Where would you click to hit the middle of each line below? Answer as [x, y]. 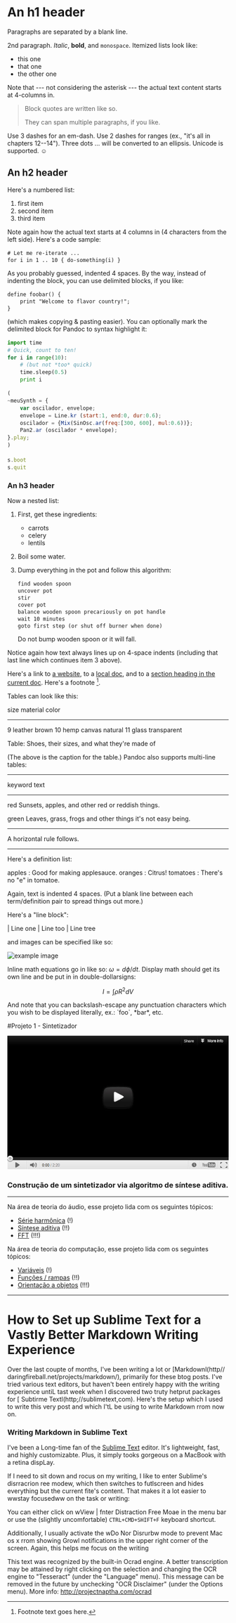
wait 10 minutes [41, 619]
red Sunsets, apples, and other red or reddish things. [84, 804]
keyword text [26, 785]
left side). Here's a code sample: [54, 239]
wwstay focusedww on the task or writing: [68, 1499]
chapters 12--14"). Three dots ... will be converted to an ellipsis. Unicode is [115, 143]
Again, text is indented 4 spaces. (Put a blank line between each [100, 894]
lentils [37, 542]
